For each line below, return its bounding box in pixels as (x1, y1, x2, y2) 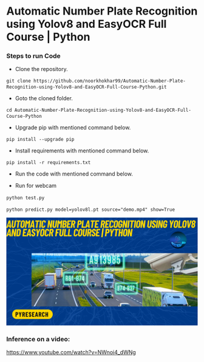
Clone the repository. (15, 66, 68, 73)
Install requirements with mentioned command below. (15, 147, 149, 154)
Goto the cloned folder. (15, 95, 73, 102)
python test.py (6, 195, 45, 201)
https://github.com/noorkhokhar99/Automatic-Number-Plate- (33, 78, 186, 84)
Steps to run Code (6, 52, 61, 60)
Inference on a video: (6, 335, 70, 343)
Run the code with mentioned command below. (15, 170, 134, 177)
